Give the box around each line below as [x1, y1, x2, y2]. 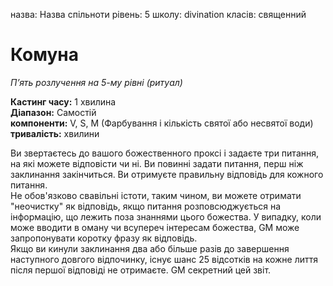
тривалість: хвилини [10, 127, 100, 139]
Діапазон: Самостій [10, 106, 97, 118]
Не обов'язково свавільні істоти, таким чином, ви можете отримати [10, 189, 302, 201]
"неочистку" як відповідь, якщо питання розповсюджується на [10, 200, 282, 212]
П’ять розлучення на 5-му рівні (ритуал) [10, 76, 183, 88]
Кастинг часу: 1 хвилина [10, 95, 117, 108]
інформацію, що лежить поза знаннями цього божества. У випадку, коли [10, 210, 322, 223]
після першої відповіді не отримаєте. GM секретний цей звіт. [10, 264, 272, 276]
